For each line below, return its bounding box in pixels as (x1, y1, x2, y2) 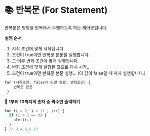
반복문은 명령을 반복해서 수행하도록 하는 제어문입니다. (4, 25, 108, 30)
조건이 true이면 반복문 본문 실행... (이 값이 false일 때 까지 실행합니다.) (11, 70, 146, 76)
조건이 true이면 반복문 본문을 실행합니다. (11, 52, 90, 57)
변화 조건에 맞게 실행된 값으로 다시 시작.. (11, 64, 90, 70)
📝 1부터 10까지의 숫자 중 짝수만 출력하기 (4, 99, 80, 105)
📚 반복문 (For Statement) (4, 4, 108, 16)
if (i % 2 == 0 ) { (9, 113, 47, 118)
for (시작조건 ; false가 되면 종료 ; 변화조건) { (4, 80, 91, 85)
